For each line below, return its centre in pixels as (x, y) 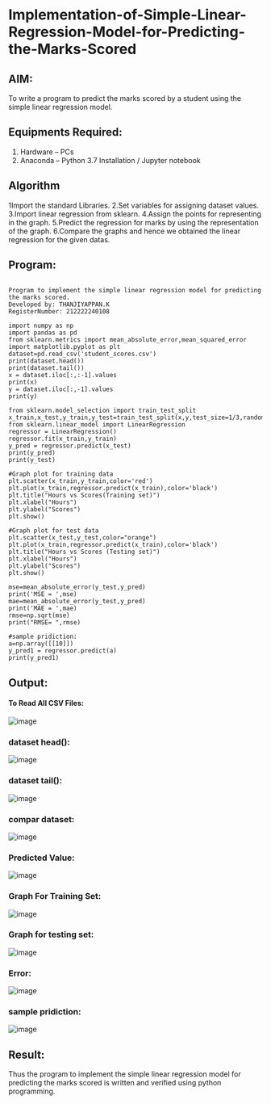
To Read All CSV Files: (46, 703)
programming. (32, 1091)
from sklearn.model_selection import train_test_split (102, 411)
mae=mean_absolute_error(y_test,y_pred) (77, 602)
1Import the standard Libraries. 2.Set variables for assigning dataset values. (134, 205)
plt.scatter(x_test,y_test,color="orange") (83, 538)
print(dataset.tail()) (46, 368)
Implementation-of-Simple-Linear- (128, 15)
